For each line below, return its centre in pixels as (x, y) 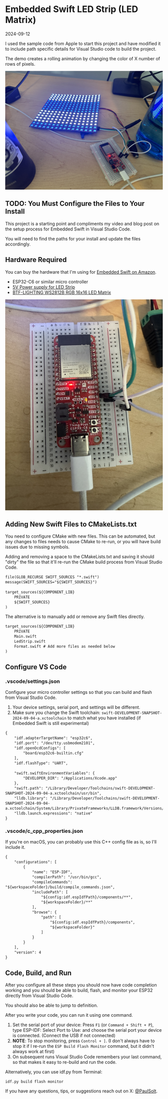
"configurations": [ (35, 862)
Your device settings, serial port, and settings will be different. (76, 707)
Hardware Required (36, 260)
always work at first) (33, 1052)
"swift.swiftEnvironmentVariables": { (54, 773)
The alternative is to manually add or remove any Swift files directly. (75, 617)
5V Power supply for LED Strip (44, 287)
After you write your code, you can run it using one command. (69, 1015)
